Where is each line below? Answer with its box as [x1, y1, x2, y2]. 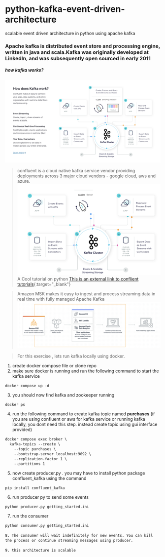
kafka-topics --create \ [9, 441, 61, 446]
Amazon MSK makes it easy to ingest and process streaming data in [17, 290, 156, 297]
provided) [12, 426, 33, 433]
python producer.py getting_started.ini [5, 504, 90, 509]
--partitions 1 [14, 461, 45, 466]
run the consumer [12, 513, 49, 519]
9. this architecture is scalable [5, 548, 76, 553]
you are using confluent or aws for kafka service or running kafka [12, 416, 145, 422]
